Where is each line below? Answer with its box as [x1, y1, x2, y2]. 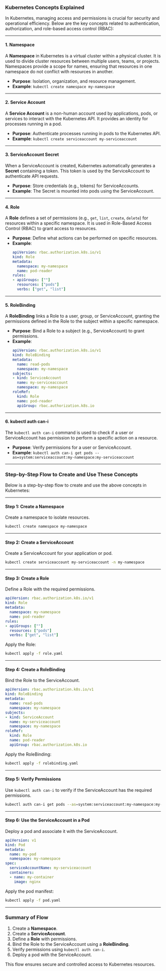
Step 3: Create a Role [5, 575, 49, 581]
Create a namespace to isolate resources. [5, 514, 90, 521]
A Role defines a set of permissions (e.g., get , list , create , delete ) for [5, 215, 148, 221]
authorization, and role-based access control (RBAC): [5, 26, 114, 32]
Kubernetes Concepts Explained [5, 4, 85, 11]
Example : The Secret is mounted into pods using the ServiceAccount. [12, 188, 155, 194]
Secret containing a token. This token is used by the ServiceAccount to [5, 168, 150, 174]
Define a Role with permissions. [12, 936, 78, 942]
